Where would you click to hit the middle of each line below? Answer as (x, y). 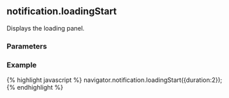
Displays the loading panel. (46, 28)
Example (22, 65)
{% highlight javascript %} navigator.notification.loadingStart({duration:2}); (114, 80)
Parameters (27, 46)
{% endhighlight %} (35, 88)
